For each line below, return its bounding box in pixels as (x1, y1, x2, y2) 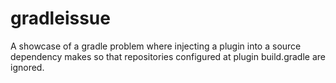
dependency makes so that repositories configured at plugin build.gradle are (10, 50, 326, 62)
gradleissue (10, 7, 111, 30)
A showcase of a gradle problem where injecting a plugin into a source (10, 40, 302, 52)
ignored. (10, 61, 45, 73)
